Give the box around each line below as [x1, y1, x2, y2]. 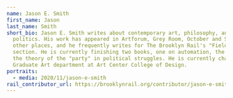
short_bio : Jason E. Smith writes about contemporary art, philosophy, [6, 29, 218, 37]
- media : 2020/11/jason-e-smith [13, 74, 107, 81]
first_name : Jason [6, 17, 60, 23]
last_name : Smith [6, 23, 57, 30]
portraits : [6, 68, 38, 75]
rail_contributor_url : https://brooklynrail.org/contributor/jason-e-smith [6, 81, 231, 88]
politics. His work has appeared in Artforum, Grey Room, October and [13, 36, 222, 43]
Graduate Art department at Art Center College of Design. [13, 61, 188, 68]
